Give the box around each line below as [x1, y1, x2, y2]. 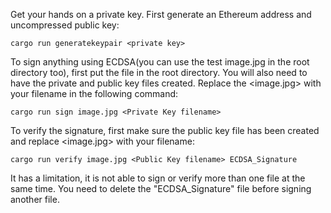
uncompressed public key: [10, 19, 120, 31]
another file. [10, 194, 60, 205]
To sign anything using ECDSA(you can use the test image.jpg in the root [10, 56, 310, 68]
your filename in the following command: [10, 88, 179, 99]
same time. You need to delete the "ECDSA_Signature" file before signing [10, 183, 312, 194]
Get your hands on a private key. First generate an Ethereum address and [10, 9, 312, 20]
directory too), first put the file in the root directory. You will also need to [10, 67, 308, 78]
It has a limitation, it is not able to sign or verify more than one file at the [10, 172, 306, 184]
